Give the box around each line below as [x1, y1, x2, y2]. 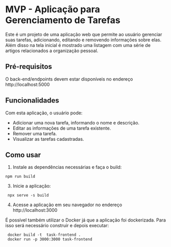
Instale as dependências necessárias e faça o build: [12, 164, 122, 170]
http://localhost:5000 [5, 81, 50, 87]
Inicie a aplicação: [12, 183, 51, 189]
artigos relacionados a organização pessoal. [5, 47, 99, 54]
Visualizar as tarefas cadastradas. [12, 136, 84, 142]
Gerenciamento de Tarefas [5, 14, 121, 26]
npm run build [5, 174, 36, 179]
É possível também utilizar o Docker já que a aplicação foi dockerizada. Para [5, 217, 166, 223]
